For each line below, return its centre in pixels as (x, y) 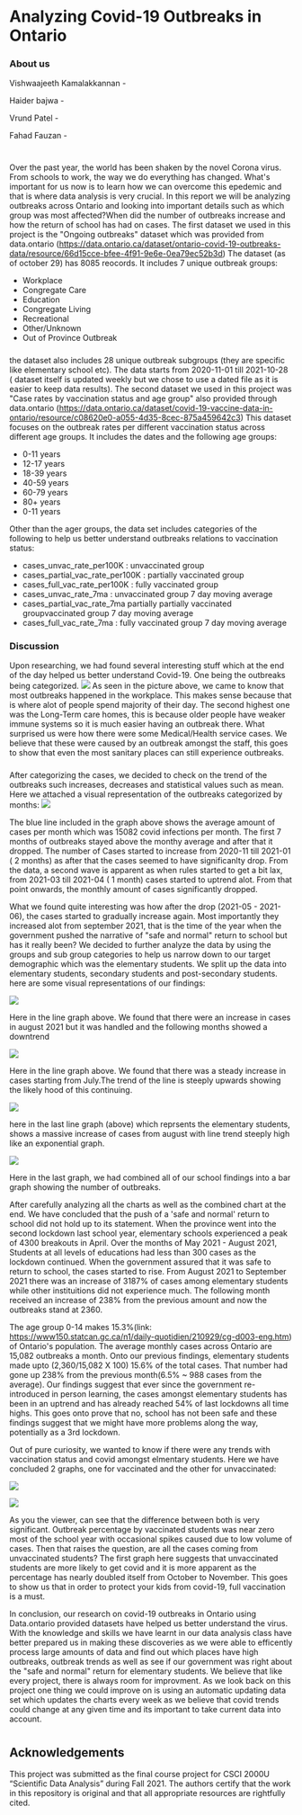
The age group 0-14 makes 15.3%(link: (81, 1327)
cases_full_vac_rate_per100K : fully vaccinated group (120, 584)
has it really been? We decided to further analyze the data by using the (140, 944)
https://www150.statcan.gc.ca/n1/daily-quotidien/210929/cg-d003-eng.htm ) (151, 1337)
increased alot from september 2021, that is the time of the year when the (146, 925)
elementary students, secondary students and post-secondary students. (144, 973)
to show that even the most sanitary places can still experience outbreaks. (147, 752)
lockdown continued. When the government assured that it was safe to (140, 1262)
